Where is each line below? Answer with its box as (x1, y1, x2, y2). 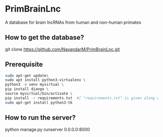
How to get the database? (5, 33, 84, 42)
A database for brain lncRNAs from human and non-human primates (5, 19, 142, 25)
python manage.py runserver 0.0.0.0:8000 (5, 126, 90, 132)
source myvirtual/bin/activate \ (5, 91, 73, 96)
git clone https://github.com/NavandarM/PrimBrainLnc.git (5, 46, 120, 52)
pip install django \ (5, 87, 49, 91)
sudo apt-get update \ (5, 73, 49, 78)
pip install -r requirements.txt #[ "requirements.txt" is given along (5, 95, 155, 100)
